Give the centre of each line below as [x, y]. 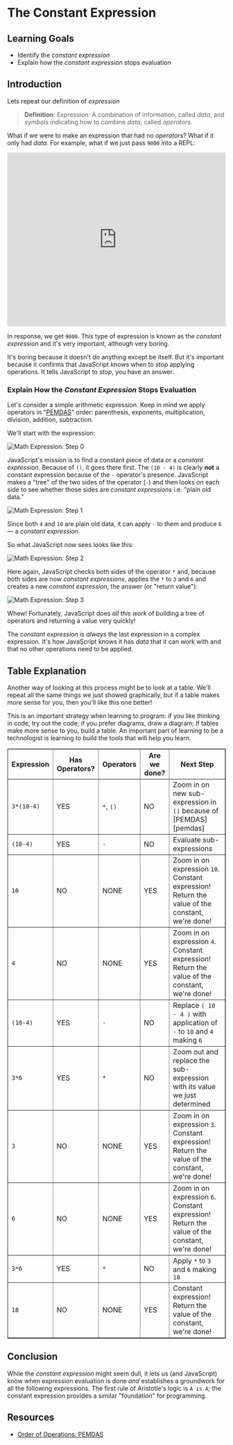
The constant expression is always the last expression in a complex [104, 635]
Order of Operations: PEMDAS [60, 1434]
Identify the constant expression [63, 55]
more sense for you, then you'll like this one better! [80, 702]
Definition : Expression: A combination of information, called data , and [124, 114]
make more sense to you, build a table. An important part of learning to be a [115, 730]
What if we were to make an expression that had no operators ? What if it [110, 135]
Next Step [197, 764]
